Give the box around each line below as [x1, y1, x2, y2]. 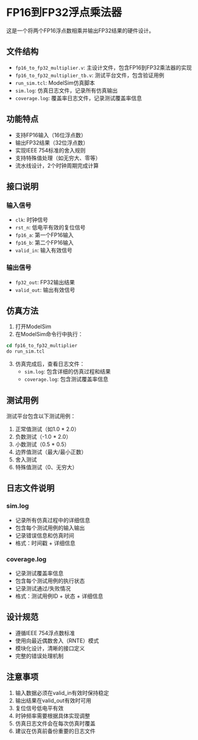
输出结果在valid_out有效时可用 [15, 697, 91, 704]
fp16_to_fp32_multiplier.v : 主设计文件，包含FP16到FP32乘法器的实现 [15, 63, 192, 71]
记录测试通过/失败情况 [15, 584, 71, 592]
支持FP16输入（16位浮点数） [15, 131, 87, 138]
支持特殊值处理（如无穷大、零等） [15, 154, 101, 162]
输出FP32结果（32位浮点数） [15, 138, 89, 146]
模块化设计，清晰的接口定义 [15, 644, 85, 652]
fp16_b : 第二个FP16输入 [15, 239, 74, 246]
